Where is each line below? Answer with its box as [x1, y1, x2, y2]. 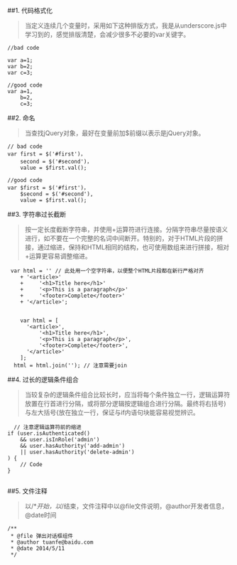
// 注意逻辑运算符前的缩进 [13, 424, 82, 431]
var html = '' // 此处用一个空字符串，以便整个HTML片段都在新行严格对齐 [10, 267, 204, 274]
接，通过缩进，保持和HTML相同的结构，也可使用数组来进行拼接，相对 [24, 243, 229, 251]
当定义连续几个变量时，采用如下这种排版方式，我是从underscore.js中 [24, 21, 227, 30]
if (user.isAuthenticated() [7, 430, 91, 437]
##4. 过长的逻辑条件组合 [7, 375, 79, 384]
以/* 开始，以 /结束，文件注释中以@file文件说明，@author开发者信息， [24, 502, 228, 510]
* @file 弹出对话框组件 [10, 532, 73, 539]
